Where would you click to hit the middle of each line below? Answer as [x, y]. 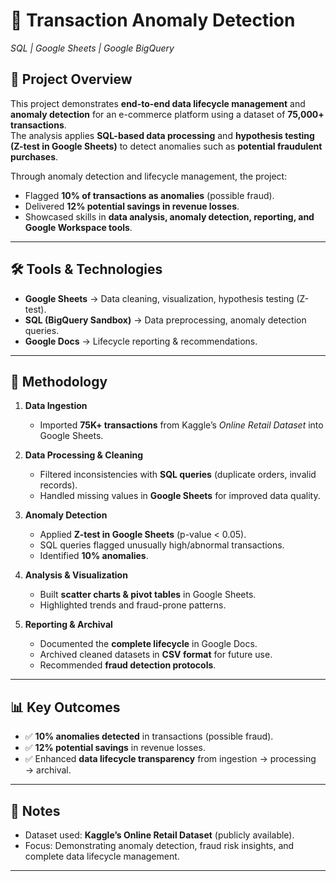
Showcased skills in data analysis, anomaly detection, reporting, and [169, 216]
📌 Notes [35, 810]
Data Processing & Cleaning [84, 455]
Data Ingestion [56, 406]
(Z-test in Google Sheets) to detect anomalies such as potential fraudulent [166, 146]
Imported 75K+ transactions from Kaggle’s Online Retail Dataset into [181, 425]
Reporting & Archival [68, 625]
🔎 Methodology [59, 381]
